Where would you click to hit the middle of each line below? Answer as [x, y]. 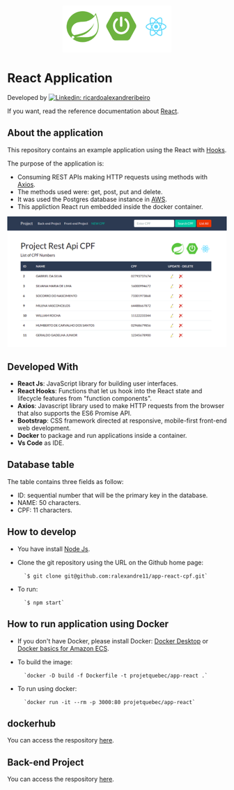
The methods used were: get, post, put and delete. [90, 191]
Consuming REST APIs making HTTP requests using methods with [112, 177]
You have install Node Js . [54, 549]
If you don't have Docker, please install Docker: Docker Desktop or [113, 641]
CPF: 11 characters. [45, 510]
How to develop [42, 532]
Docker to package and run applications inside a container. [102, 436]
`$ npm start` [44, 603]
